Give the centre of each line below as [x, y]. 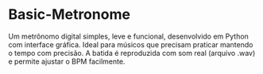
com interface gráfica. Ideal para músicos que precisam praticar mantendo [131, 44]
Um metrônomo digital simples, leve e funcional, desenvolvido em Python [128, 36]
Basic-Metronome [70, 15]
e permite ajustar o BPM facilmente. [67, 61]
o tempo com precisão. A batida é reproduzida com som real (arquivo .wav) [132, 53]
